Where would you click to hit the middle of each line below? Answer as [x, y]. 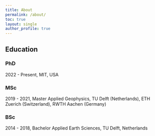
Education [22, 49]
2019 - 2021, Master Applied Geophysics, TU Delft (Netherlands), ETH [78, 99]
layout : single [21, 24]
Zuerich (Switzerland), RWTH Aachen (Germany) [56, 104]
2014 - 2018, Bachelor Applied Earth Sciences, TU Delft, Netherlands [76, 128]
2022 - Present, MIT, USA [32, 74]
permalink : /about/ [26, 15]
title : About [19, 10]
